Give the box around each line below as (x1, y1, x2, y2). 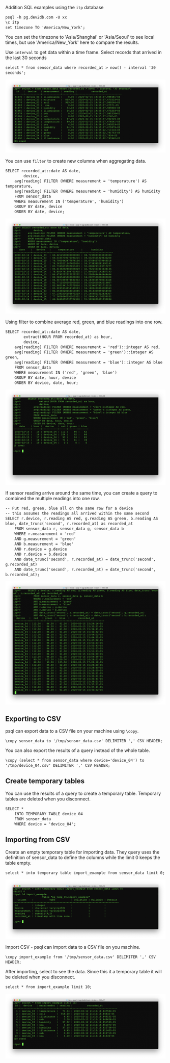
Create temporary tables (5, 777, 85, 786)
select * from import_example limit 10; (5, 984, 93, 990)
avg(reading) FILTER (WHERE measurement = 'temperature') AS (14, 178, 147, 184)
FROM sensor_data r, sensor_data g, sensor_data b (14, 526, 124, 532)
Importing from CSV (5, 836, 70, 844)
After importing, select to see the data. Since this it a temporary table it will (5, 969, 162, 975)
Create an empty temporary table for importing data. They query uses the (5, 849, 160, 855)
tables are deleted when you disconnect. (5, 795, 91, 802)
